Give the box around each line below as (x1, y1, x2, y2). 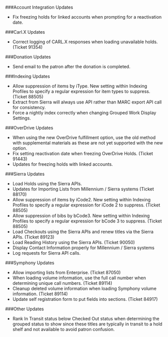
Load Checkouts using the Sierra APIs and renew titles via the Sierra (12, 229, 154, 235)
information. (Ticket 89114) (12, 291, 68, 297)
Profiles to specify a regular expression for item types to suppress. (12, 88, 150, 94)
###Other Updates (5, 306, 44, 312)
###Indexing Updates (5, 73, 50, 79)
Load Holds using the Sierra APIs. (12, 181, 82, 186)
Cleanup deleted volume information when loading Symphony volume (12, 286, 157, 291)
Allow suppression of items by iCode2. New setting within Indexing (12, 197, 151, 202)
